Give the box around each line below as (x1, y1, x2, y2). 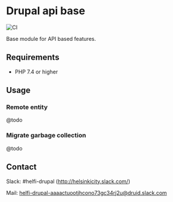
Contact (6, 162, 37, 172)
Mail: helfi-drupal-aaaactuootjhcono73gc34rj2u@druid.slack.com (6, 189, 168, 196)
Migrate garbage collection (6, 132, 86, 140)
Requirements (6, 52, 59, 63)
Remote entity (6, 103, 48, 111)
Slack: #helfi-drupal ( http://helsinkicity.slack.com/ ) (6, 178, 131, 185)
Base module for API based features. (6, 35, 96, 42)
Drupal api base (6, 4, 86, 18)
